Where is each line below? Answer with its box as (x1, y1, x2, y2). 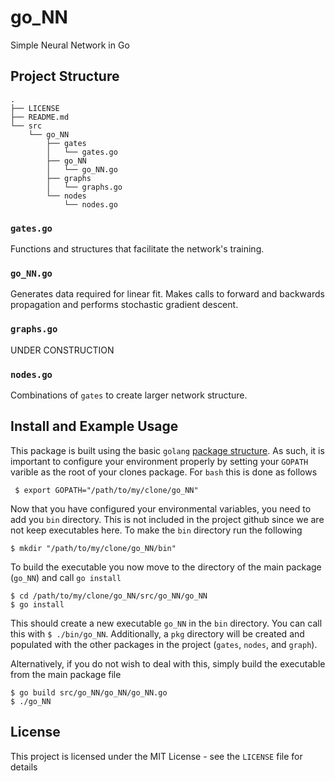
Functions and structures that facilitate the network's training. (10, 243, 265, 255)
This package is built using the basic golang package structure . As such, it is (10, 444, 325, 456)
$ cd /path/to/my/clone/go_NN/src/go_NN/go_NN (10, 591, 208, 601)
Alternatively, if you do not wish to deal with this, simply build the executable (10, 657, 326, 670)
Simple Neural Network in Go (10, 39, 130, 51)
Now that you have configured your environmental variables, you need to (10, 502, 312, 515)
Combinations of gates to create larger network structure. (10, 389, 248, 401)
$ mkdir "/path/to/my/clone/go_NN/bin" (10, 543, 177, 553)
